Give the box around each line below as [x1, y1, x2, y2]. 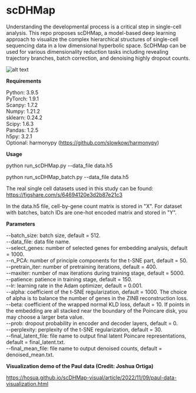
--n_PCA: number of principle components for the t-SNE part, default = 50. [6, 256, 188, 264]
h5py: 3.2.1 [6, 132, 32, 139]
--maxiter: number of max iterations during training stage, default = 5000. [6, 269, 185, 277]
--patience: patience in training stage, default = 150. [6, 275, 132, 282]
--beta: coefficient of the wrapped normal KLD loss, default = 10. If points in [6, 301, 190, 308]
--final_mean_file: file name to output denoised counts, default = [6, 345, 162, 352]
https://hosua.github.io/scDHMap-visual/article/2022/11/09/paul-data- [6, 373, 177, 381]
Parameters [6, 220, 35, 228]
